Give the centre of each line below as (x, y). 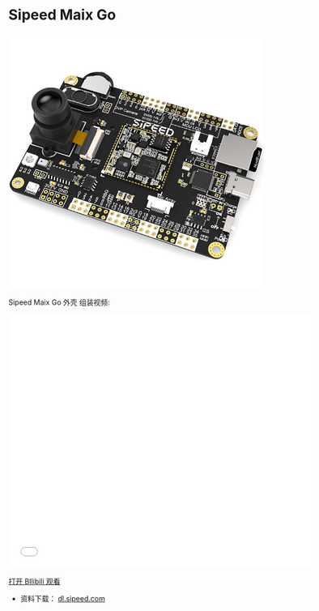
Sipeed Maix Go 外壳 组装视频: (60, 302)
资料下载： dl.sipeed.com (62, 598)
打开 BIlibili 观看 (34, 581)
